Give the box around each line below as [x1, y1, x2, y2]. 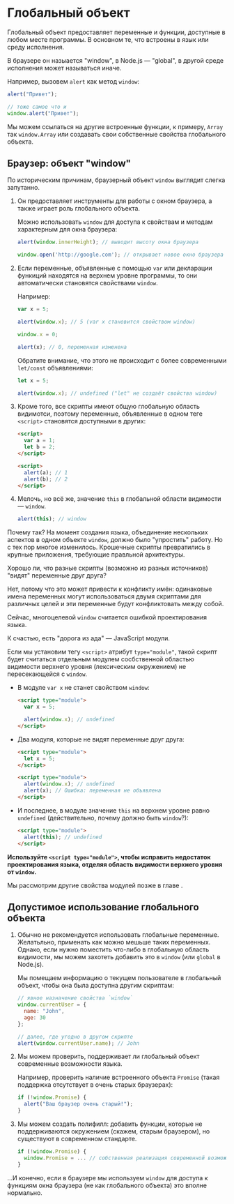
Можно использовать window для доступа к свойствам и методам [17, 218, 213, 226]
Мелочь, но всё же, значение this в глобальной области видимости [17, 495, 221, 503]
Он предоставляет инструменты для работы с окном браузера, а [17, 197, 212, 205]
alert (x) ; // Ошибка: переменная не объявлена [24, 787, 162, 795]
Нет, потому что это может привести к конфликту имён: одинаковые [7, 585, 212, 594]
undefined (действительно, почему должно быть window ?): [17, 813, 189, 822]
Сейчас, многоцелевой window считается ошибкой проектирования [7, 613, 208, 622]
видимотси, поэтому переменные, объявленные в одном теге [17, 409, 203, 418]
